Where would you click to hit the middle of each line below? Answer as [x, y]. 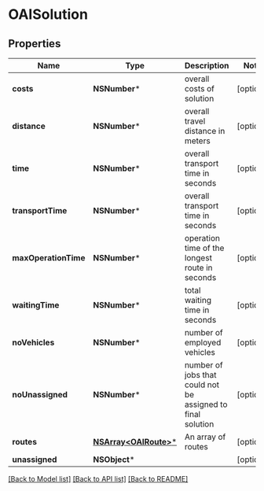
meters [197, 141]
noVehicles [33, 342]
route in [198, 268]
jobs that [201, 375]
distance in [205, 131]
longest [198, 258]
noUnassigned [40, 395]
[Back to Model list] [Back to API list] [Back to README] [98, 479]
